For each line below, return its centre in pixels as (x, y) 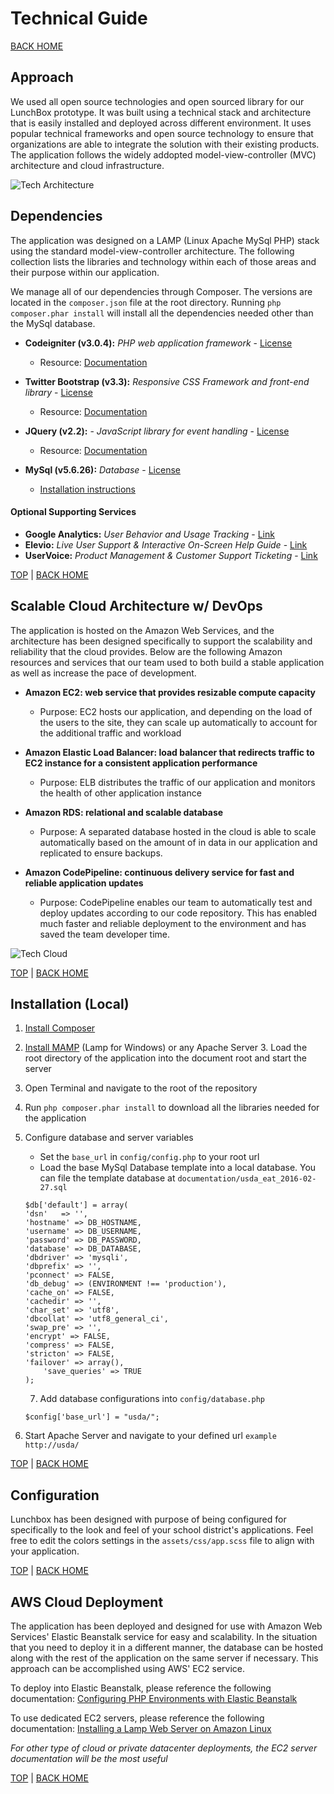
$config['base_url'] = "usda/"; (92, 1417)
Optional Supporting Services (73, 512)
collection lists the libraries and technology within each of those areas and (163, 261)
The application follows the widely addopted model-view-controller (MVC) (163, 154)
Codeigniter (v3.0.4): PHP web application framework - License (158, 343)
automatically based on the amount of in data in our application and (178, 842)
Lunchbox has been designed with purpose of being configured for (148, 1519)
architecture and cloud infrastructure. (87, 165)
